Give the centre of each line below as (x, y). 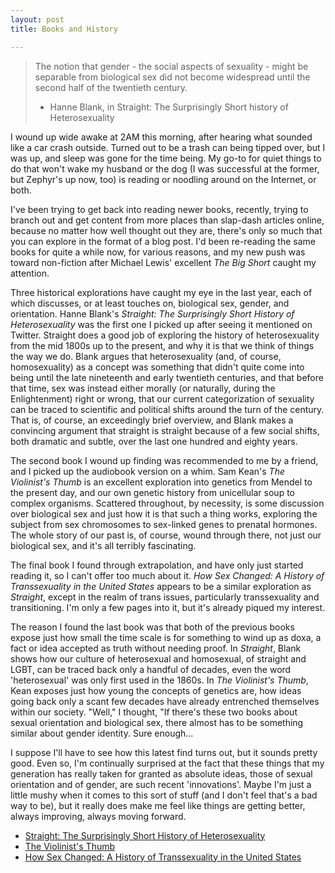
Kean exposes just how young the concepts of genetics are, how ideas (156, 690)
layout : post (37, 19)
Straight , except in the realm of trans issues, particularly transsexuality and (165, 597)
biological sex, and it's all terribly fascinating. (103, 545)
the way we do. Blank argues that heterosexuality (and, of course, (146, 356)
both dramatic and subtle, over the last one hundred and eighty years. (154, 441)
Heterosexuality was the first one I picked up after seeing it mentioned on (161, 324)
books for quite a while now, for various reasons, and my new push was (158, 252)
